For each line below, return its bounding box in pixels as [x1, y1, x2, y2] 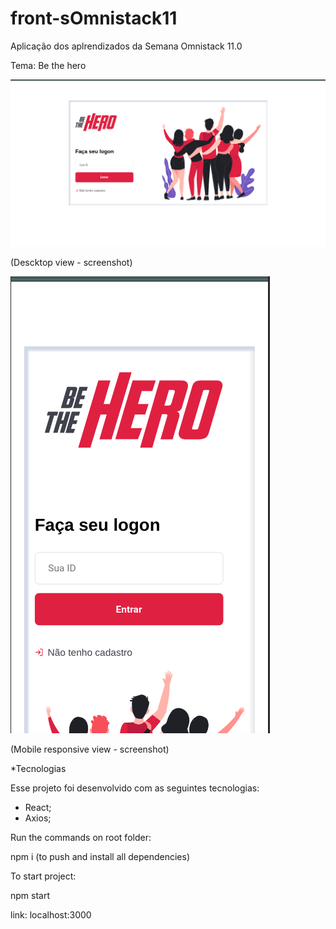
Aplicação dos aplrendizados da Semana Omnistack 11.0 [10, 40, 243, 52]
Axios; [24, 812, 52, 824]
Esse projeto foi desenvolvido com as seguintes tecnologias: [10, 782, 260, 794]
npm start [10, 890, 51, 902]
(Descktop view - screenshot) [10, 257, 133, 269]
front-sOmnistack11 [10, 7, 178, 30]
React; [24, 802, 52, 814]
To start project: [10, 870, 77, 882]
